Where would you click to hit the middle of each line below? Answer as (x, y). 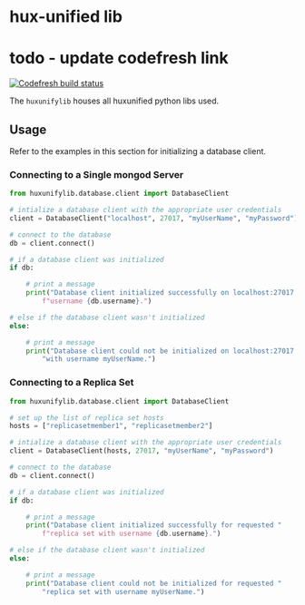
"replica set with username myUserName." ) (123, 591)
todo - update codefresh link (119, 59)
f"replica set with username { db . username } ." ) (132, 534)
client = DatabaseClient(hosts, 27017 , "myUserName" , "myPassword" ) (142, 451)
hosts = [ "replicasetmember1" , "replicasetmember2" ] (111, 426)
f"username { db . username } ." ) (97, 301)
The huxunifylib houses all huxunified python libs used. (114, 101)
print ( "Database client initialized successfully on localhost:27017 (160, 293)
